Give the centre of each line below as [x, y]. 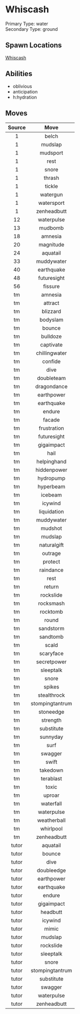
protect [52, 562]
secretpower [51, 662]
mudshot [52, 528]
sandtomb [52, 637]
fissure [51, 286]
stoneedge [51, 712]
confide [52, 361]
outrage [51, 553]
